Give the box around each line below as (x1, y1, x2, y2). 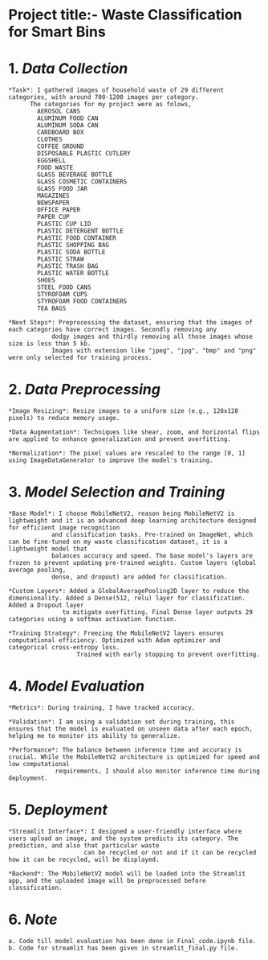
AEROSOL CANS (37, 107, 81, 116)
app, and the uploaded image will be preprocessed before (8, 876, 206, 884)
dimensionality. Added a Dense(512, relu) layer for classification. (8, 594, 246, 602)
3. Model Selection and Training (8, 483, 225, 501)
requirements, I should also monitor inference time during (55, 767, 261, 775)
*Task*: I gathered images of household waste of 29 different (8, 86, 225, 94)
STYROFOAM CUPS (37, 290, 88, 299)
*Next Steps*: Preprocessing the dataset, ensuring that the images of (8, 319, 253, 327)
